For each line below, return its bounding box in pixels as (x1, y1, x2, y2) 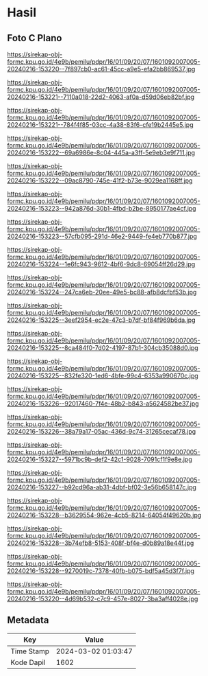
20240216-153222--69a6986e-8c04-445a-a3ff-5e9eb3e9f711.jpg (7, 149, 196, 156)
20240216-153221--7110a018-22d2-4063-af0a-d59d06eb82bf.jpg (7, 93, 195, 101)
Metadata (7, 614, 49, 626)
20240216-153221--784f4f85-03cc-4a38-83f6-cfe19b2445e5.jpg (7, 121, 194, 128)
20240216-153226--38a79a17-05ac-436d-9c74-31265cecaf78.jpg (7, 428, 196, 435)
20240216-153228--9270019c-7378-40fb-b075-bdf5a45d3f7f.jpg (7, 567, 195, 574)
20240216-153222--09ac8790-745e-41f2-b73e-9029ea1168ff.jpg (7, 176, 193, 185)
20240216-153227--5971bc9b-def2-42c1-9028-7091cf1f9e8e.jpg (7, 455, 193, 463)
